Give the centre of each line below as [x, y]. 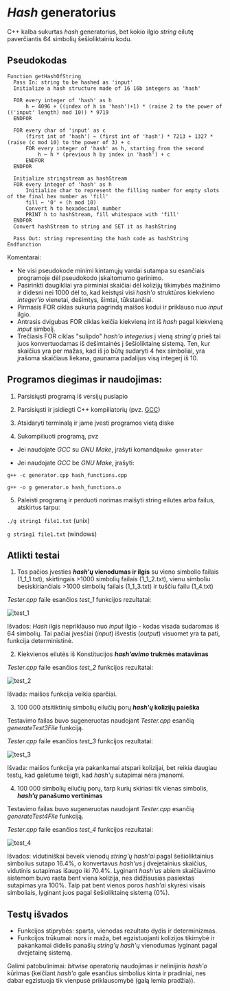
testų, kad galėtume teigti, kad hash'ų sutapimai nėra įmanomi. [96, 775]
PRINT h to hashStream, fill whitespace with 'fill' [102, 214]
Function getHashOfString [44, 76]
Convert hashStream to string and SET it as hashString [95, 226]
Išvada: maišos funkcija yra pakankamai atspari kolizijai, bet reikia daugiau [112, 768]
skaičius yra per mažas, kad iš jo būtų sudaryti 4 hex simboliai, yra [111, 351]
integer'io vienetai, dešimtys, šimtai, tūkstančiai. [85, 299]
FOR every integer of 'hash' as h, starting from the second [115, 148]
